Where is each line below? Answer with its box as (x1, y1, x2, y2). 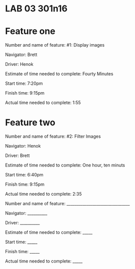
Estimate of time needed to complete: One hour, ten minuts (5, 162, 125, 168)
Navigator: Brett (5, 52, 38, 57)
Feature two (5, 117, 55, 128)
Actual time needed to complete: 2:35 (5, 191, 82, 197)
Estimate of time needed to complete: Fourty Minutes (5, 71, 114, 77)
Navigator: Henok (5, 143, 41, 149)
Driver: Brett (5, 153, 30, 159)
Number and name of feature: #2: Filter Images (5, 133, 101, 139)
